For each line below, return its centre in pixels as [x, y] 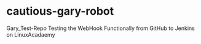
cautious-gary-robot [60, 11]
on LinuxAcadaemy [31, 34]
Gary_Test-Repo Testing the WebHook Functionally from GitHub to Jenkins [100, 28]
